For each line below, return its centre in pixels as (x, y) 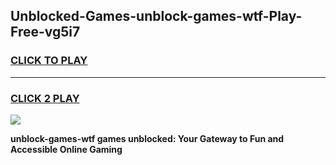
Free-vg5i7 (45, 32)
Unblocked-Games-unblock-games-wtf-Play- (156, 16)
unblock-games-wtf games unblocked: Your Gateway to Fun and (147, 138)
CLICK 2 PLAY (45, 98)
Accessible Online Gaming (66, 149)
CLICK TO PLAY (49, 61)
